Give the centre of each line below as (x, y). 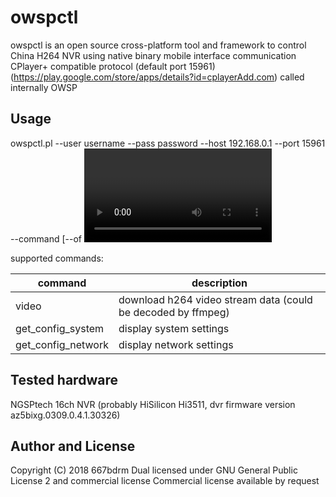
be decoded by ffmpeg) (174, 312)
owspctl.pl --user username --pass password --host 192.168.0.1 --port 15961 (168, 143)
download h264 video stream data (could (215, 299)
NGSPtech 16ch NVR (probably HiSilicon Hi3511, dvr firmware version (153, 404)
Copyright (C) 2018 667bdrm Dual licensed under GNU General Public (154, 470)
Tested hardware (64, 380)
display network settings (176, 344)
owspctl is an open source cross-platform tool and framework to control (158, 45)
